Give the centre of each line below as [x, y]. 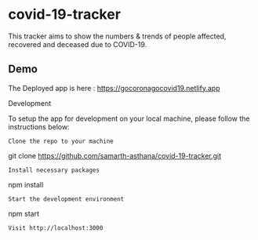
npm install [26, 184]
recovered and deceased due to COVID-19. [78, 44]
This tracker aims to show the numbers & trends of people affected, [117, 36]
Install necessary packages [54, 170]
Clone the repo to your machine [61, 141]
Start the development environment [66, 199]
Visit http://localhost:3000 [56, 228]
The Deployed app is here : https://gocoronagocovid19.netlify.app [114, 88]
